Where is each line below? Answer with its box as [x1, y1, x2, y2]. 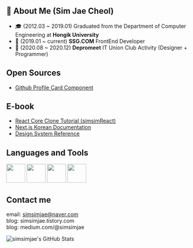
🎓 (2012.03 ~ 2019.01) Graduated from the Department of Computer [14, 22, 186, 30]
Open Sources [6, 68, 62, 78]
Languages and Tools [6, 147, 89, 157]
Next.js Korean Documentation [14, 124, 92, 131]
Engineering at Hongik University [14, 31, 100, 38]
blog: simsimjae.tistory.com [6, 217, 75, 224]
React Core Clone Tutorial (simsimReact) [14, 117, 116, 124]
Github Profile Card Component [14, 84, 93, 91]
